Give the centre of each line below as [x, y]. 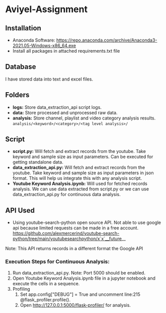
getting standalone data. [38, 162]
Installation [23, 28]
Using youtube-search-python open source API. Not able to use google [87, 223]
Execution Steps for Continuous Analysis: [58, 262]
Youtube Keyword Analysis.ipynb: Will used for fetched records [80, 184]
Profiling [21, 289]
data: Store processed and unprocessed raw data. [65, 112]
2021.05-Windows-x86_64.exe [44, 46]
